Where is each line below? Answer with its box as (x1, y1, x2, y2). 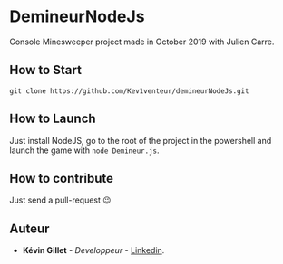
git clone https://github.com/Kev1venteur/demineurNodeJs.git (9, 86, 249, 96)
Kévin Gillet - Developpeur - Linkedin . (22, 245, 165, 256)
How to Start (9, 62, 82, 78)
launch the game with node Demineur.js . (9, 145, 161, 156)
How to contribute (9, 170, 114, 186)
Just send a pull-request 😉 (9, 194, 112, 205)
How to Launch (9, 111, 97, 127)
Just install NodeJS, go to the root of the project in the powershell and (9, 135, 272, 146)
